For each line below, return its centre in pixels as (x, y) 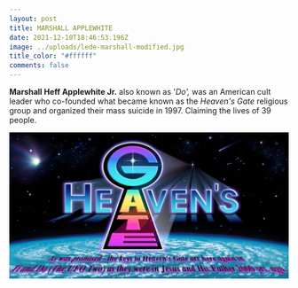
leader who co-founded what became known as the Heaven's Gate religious (149, 101)
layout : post (33, 19)
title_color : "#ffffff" (53, 56)
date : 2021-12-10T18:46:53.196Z (69, 37)
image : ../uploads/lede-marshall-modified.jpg (97, 47)
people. (23, 120)
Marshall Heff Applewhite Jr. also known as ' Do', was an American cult (140, 92)
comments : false (39, 66)
